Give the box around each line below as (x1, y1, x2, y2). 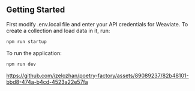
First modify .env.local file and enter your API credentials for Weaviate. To (6, 20, 188, 28)
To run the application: (6, 49, 62, 56)
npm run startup (6, 38, 47, 44)
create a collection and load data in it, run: (6, 27, 110, 34)
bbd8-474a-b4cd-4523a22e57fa (6, 78, 88, 86)
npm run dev (6, 61, 36, 67)
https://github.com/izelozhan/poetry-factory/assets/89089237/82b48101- (6, 72, 189, 79)
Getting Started (6, 5, 65, 15)
